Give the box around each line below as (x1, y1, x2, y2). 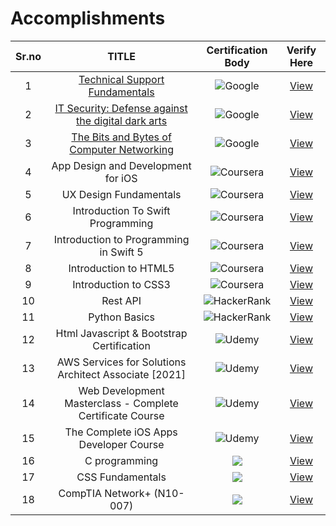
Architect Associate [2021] (57, 367, 186, 381)
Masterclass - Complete (64, 396, 179, 410)
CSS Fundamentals (76, 470, 167, 484)
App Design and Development (51, 158, 192, 172)
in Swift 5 (99, 245, 144, 259)
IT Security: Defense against (54, 101, 188, 115)
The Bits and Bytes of (71, 130, 172, 144)
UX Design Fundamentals (61, 187, 182, 201)
